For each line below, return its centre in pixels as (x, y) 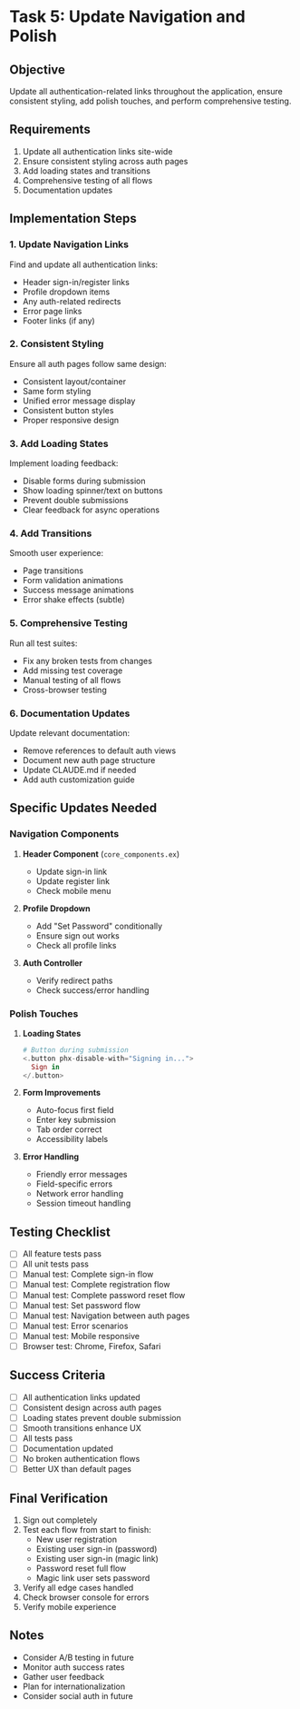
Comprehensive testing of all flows (87, 180)
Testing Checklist (60, 1232)
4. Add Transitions (51, 533)
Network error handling (80, 1194)
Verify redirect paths (74, 980)
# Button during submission (75, 1050)
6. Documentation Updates (70, 713)
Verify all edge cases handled (78, 1588)
